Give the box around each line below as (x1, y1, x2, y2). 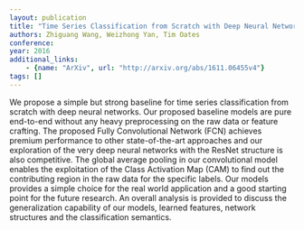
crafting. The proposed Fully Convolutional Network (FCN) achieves (9, 125, 262, 136)
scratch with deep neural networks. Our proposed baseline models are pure (9, 106, 292, 117)
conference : (9, 38, 54, 48)
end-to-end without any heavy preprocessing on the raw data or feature (9, 115, 279, 126)
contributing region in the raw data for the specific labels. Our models (9, 173, 269, 184)
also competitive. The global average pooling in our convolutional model (9, 154, 279, 165)
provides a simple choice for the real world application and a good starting (9, 182, 287, 194)
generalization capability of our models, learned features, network (9, 202, 256, 213)
